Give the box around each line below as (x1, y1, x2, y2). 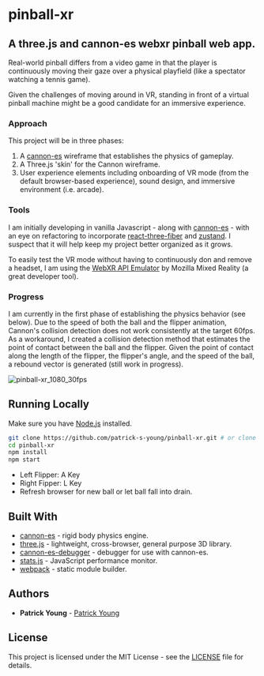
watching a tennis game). (8, 75, 91, 84)
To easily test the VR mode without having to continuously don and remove (8, 254, 253, 264)
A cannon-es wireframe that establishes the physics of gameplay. (19, 152, 234, 161)
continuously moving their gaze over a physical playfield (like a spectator (8, 66, 247, 76)
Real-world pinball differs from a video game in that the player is (8, 58, 217, 67)
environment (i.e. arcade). (19, 185, 104, 194)
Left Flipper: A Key (19, 470, 81, 479)
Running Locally (8, 397, 89, 411)
